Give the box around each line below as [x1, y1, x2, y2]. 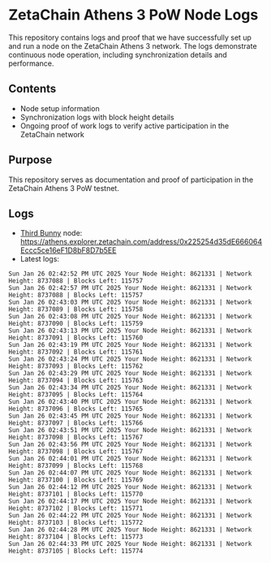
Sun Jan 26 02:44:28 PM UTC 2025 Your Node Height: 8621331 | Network [8, 526, 252, 534]
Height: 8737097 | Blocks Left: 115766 [8, 419, 144, 427]
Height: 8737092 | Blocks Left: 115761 [8, 348, 144, 357]
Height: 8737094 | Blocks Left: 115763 [8, 376, 144, 385]
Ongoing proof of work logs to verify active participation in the [19, 120, 230, 131]
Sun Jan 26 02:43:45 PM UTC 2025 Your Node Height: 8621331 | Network [8, 412, 252, 420]
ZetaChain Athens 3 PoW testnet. [8, 183, 119, 193]
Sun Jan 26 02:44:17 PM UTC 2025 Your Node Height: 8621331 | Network [8, 497, 252, 505]
